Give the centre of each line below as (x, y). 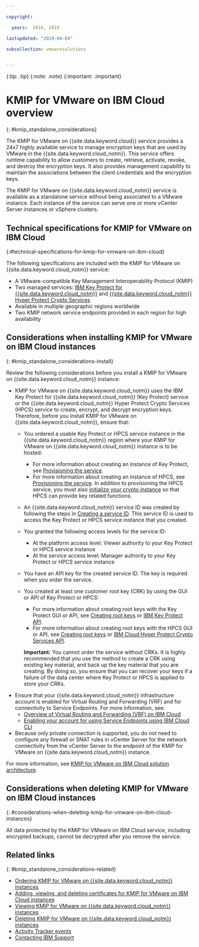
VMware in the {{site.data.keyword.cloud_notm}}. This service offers (90, 154)
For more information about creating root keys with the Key (105, 609)
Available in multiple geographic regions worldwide (77, 306)
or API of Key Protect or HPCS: (61, 597)
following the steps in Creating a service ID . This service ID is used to (108, 513)
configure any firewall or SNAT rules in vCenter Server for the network (101, 739)
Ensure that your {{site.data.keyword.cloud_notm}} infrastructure (94, 695)
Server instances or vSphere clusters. (52, 209)
